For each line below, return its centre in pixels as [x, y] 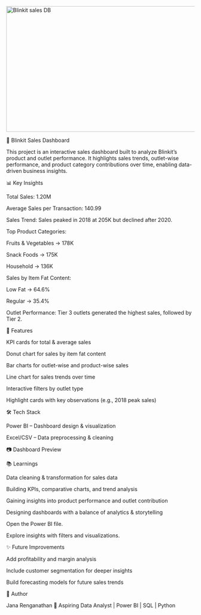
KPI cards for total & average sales [49, 342]
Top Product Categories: [36, 232]
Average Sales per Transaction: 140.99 [54, 208]
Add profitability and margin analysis [51, 559]
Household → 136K [30, 266]
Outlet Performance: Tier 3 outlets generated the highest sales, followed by [99, 313]
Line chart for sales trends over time [51, 377]
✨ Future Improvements [35, 547]
